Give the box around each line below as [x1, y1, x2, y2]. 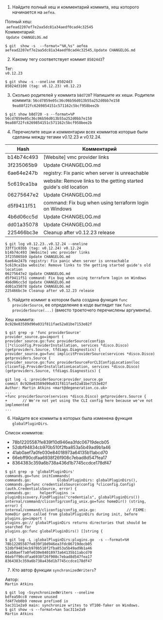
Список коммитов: [5, 430, 44, 435]
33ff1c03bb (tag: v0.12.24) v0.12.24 [5, 246, 81, 251]
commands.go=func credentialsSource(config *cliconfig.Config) [5, 482, 136, 487]
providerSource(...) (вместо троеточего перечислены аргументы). [12, 307, 152, 313]
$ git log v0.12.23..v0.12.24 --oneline [5, 241, 88, 246]
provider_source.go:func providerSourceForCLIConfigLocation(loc [5, 360, 140, 365]
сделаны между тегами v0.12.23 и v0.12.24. [12, 134, 102, 140]
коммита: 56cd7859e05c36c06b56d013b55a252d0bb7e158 [12, 97, 120, 103]
